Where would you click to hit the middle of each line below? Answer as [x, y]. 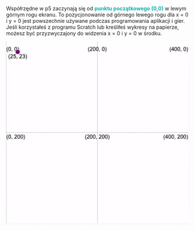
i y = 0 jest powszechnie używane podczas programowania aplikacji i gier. [95, 21]
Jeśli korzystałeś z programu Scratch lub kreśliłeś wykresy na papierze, [93, 27]
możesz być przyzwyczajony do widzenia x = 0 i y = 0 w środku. [84, 33]
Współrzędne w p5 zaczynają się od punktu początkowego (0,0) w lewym [96, 8]
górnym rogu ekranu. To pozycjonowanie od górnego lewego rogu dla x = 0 [97, 15]
